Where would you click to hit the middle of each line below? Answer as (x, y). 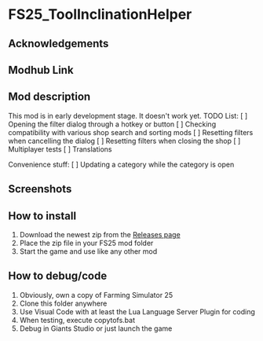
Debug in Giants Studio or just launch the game (96, 328)
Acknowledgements (58, 44)
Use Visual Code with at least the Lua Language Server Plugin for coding (137, 311)
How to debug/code (58, 276)
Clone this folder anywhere (63, 303)
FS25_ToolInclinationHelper (100, 15)
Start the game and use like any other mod (88, 251)
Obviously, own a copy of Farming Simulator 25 (96, 295)
